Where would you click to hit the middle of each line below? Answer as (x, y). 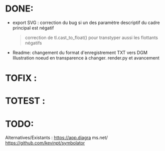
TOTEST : (25, 101)
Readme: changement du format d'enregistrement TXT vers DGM (80, 52)
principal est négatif (33, 27)
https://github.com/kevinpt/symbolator (45, 143)
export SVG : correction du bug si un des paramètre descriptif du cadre (86, 22)
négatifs (33, 42)
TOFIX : (21, 78)
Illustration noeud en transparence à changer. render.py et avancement (86, 57)
